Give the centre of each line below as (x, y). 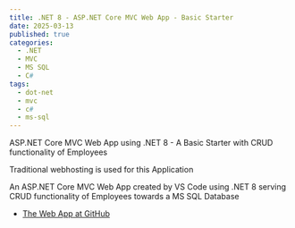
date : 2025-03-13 (42, 26)
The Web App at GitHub (66, 214)
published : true (39, 34)
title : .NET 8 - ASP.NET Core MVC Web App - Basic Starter (122, 17)
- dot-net (35, 92)
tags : (19, 84)
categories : (31, 42)
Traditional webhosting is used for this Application (101, 170)
